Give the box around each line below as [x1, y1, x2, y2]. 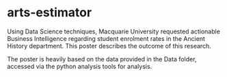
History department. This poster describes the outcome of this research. [7, 42, 212, 50]
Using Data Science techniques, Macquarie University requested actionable [7, 27, 221, 35]
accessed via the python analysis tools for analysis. [7, 62, 152, 70]
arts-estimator [7, 5, 92, 20]
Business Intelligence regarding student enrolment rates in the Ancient [7, 34, 205, 42]
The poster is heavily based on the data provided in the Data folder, [7, 55, 197, 63]
